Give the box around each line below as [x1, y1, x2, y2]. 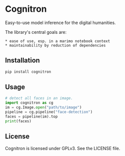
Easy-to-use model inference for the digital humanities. [5, 20, 116, 26]
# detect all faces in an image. [5, 96, 73, 101]
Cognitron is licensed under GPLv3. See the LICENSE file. [5, 145, 121, 151]
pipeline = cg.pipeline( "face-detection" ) [5, 109, 93, 115]
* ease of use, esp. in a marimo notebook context [5, 38, 110, 44]
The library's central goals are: [5, 29, 67, 35]
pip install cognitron [5, 69, 51, 74]
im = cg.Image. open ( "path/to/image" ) [5, 105, 82, 110]
